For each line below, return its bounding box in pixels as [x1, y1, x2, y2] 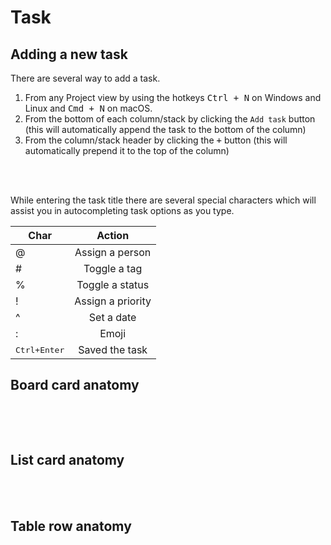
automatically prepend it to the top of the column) [24, 145, 230, 156]
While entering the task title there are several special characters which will [10, 194, 317, 206]
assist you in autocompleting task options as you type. [10, 205, 235, 216]
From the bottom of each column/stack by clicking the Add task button [24, 113, 316, 125]
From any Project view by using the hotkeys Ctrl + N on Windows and [24, 92, 322, 103]
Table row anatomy [10, 518, 132, 535]
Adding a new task [10, 46, 128, 63]
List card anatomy [10, 452, 125, 469]
